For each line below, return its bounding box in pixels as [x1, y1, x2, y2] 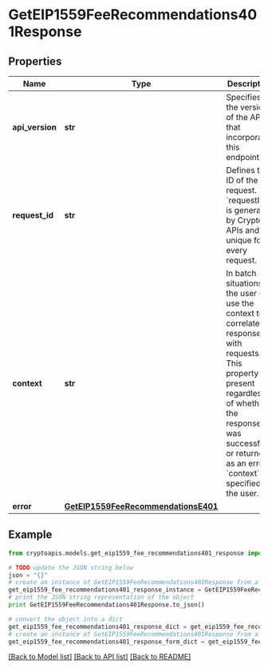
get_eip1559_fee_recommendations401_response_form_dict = [8, 638, 205, 646]
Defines [226, 165, 255, 175]
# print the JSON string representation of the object [8, 594, 195, 602]
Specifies [226, 92, 262, 102]
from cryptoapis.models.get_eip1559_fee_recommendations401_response [8, 549, 245, 557]
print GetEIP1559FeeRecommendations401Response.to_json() [8, 601, 205, 609]
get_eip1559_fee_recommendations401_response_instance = [8, 586, 202, 594]
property [226, 368, 259, 379]
